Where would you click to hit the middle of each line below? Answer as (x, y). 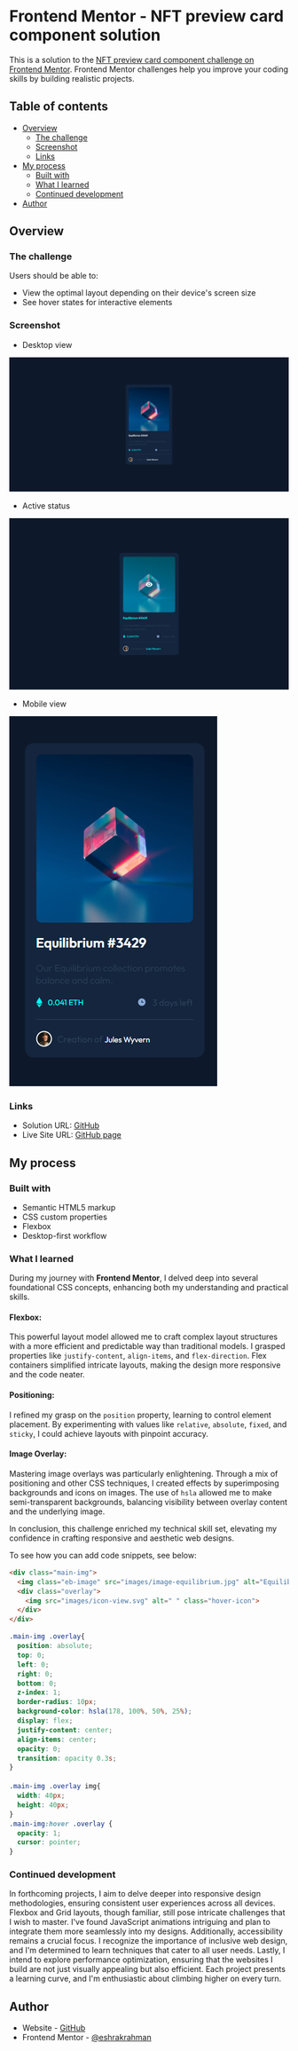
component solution (85, 35)
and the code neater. (47, 1375)
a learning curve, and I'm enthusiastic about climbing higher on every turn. (145, 1979)
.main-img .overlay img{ (55, 1787)
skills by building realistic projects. (72, 78)
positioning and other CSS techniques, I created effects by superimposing (144, 1483)
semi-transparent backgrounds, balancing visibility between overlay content (149, 1502)
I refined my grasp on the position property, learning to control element (141, 1415)
